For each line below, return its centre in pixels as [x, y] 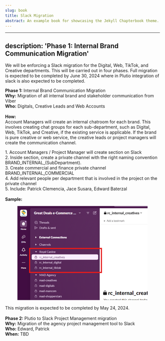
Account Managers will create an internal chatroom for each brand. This [78, 122]
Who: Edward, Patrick [27, 329]
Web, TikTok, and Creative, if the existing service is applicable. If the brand [81, 132]
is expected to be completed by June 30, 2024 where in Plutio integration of [82, 76]
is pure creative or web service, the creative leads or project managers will [81, 138]
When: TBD [17, 334]
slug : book [16, 10]
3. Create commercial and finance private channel [56, 168]
